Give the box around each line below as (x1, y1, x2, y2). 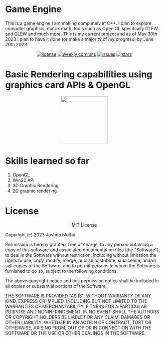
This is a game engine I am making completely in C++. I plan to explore (5, 20, 152, 26)
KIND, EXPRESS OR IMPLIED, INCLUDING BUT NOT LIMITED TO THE (5, 298, 147, 304)
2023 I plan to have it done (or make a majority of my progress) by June (5, 36, 154, 42)
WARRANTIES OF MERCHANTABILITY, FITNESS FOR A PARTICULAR (5, 303, 147, 309)
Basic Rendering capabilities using (5, 69, 152, 80)
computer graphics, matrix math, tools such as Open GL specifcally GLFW (5, 25, 158, 31)
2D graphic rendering (12, 188, 57, 194)
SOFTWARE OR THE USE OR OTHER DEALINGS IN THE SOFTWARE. (5, 330, 146, 336)
